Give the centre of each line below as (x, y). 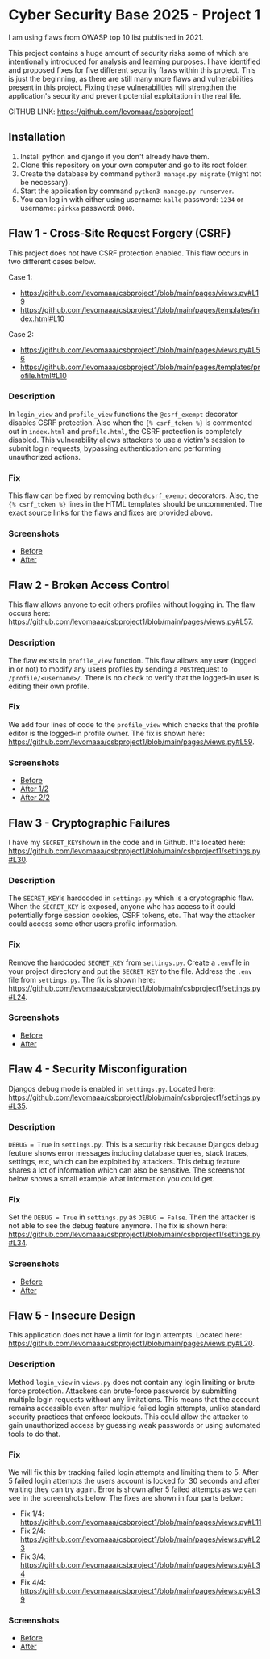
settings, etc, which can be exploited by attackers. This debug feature (124, 1161)
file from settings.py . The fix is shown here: (82, 979)
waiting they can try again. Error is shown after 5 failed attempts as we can (133, 1489)
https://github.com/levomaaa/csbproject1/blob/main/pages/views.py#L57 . (131, 622)
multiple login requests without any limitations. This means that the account (134, 1399)
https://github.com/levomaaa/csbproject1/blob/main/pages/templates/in (139, 309)
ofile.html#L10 (43, 375)
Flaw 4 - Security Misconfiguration (98, 1070)
